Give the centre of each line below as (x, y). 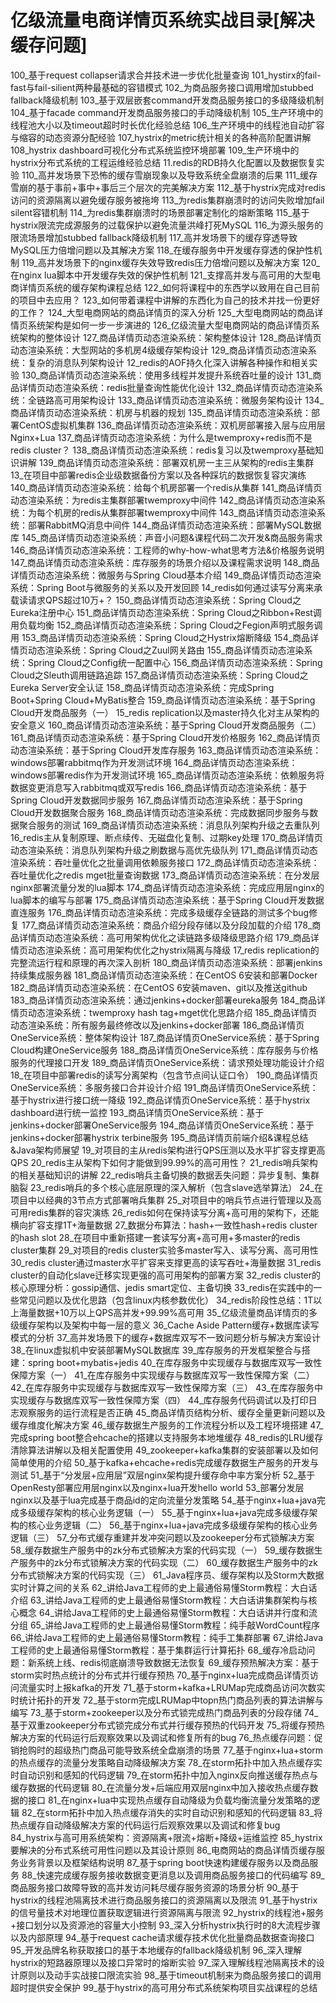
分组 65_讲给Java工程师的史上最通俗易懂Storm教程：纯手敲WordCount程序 (165, 1625)
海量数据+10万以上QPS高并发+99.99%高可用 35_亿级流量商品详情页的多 (168, 1312)
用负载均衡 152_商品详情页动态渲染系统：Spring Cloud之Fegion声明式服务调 (166, 625)
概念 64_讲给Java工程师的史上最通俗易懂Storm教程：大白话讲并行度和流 (168, 1612)
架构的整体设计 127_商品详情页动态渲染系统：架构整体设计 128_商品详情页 (170, 337)
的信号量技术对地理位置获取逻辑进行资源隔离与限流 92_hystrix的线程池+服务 (167, 1912)
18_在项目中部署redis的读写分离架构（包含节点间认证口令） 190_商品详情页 (164, 1075)
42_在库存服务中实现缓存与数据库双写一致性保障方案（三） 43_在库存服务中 (166, 1387)
